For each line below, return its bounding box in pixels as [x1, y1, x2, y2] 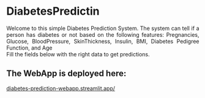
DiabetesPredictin [6, 4, 100, 18]
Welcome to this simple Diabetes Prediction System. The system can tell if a [6, 24, 199, 32]
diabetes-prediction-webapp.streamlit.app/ [6, 85, 115, 92]
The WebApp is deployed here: [6, 69, 127, 79]
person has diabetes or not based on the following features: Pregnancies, [6, 31, 199, 38]
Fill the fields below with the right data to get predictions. [6, 50, 150, 58]
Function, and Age [6, 44, 53, 51]
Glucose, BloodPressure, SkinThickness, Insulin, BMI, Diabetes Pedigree [6, 37, 199, 45]
